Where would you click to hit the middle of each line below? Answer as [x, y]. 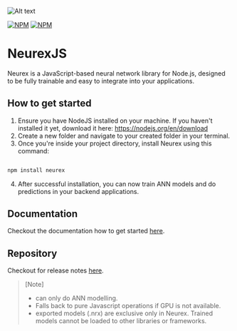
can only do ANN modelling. [77, 298]
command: [33, 151]
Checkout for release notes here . [56, 270]
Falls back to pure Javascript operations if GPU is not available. [128, 306]
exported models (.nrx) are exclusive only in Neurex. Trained [124, 313]
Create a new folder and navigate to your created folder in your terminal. [123, 136]
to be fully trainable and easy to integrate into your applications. [101, 81]
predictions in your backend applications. [78, 191]
